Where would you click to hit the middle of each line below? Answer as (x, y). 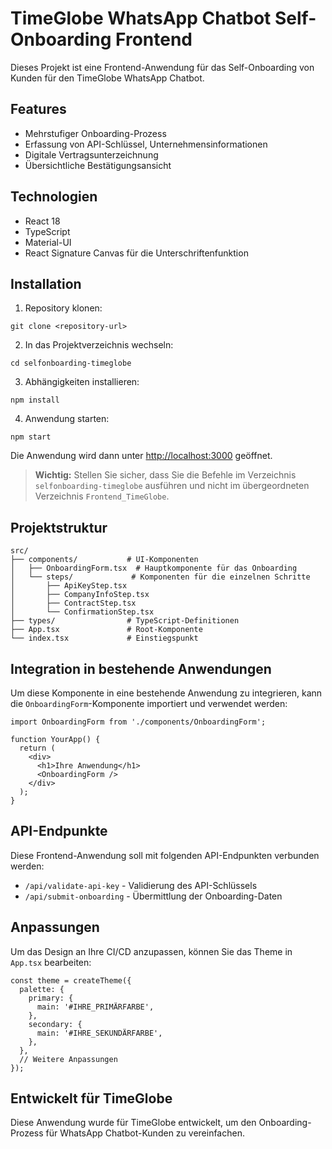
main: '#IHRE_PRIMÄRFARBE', (95, 1007)
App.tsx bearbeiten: (51, 962)
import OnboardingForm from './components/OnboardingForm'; (138, 722)
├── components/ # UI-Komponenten (104, 560)
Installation (46, 283)
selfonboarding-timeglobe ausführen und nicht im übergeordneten (172, 486)
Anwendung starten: (67, 419)
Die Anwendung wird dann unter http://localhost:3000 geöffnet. (141, 456)
